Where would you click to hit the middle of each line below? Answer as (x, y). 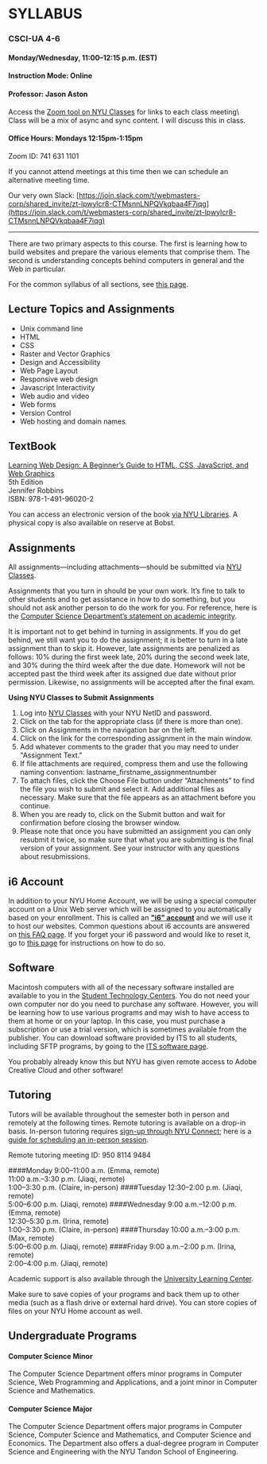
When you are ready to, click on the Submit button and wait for (122, 815)
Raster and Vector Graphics (65, 354)
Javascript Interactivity (57, 387)
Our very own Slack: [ (44, 195)
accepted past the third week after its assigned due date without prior (122, 674)
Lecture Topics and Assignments (91, 310)
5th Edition (26, 482)
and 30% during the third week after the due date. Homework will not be (127, 665)
